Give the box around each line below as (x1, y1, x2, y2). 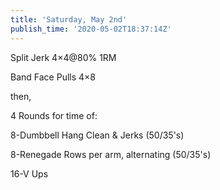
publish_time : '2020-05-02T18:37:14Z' (10, 24, 172, 34)
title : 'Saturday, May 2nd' (10, 14, 128, 25)
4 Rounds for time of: (10, 109, 98, 121)
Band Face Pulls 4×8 (10, 71, 96, 83)
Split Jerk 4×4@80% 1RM (10, 51, 117, 63)
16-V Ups (10, 167, 49, 180)
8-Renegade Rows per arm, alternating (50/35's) (10, 148, 212, 160)
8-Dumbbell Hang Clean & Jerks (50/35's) (10, 129, 185, 141)
